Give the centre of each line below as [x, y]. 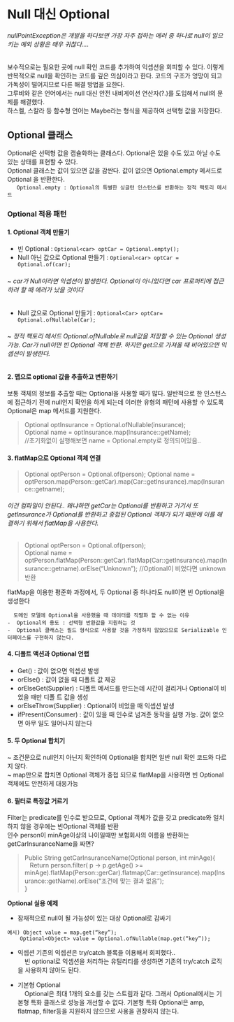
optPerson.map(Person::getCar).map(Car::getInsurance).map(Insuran [124, 481]
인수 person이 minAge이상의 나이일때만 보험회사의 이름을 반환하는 [98, 835]
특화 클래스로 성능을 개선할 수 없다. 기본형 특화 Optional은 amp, [117, 1002]
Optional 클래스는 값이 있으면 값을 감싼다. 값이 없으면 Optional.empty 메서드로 [115, 171]
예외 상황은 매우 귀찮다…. [54, 44]
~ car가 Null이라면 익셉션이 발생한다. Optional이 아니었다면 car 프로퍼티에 [109, 281]
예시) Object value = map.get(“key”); [62, 933]
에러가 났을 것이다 [59, 289]
